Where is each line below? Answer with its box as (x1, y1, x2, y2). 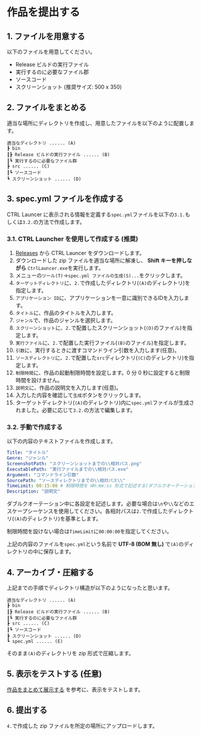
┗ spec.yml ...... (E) (7, 639, 63, 645)
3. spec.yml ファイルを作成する (7, 194, 124, 204)
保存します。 (43, 548, 75, 555)
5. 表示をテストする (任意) (7, 669, 102, 679)
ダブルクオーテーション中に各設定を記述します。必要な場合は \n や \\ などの (7, 500, 190, 508)
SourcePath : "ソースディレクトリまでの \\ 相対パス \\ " (7, 477, 126, 484)
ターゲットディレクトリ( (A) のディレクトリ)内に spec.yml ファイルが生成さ (15, 399, 194, 406)
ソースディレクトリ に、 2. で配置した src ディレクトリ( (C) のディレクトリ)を (15, 354, 190, 361)
